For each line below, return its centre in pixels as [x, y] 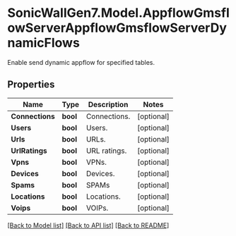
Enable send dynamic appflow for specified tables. [81, 62]
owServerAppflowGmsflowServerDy [117, 28]
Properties [31, 85]
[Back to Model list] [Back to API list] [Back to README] [88, 225]
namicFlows [43, 43]
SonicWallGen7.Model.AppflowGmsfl [118, 13]
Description [108, 104]
